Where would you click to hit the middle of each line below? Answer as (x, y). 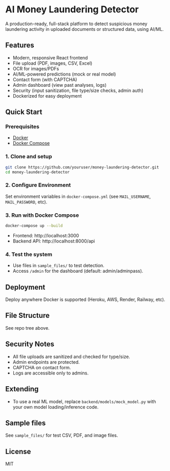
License (18, 451)
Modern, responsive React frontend (50, 58)
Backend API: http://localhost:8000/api (54, 241)
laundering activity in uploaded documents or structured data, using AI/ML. (84, 29)
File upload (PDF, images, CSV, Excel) (52, 63)
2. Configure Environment (38, 185)
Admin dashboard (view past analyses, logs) (59, 85)
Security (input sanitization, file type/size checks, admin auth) (78, 90)
